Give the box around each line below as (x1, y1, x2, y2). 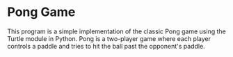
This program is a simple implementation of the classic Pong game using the (7, 27, 226, 35)
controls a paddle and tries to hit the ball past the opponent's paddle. (7, 42, 205, 50)
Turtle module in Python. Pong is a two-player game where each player (7, 34, 211, 42)
